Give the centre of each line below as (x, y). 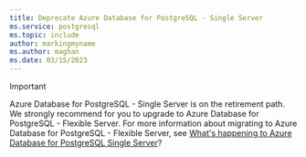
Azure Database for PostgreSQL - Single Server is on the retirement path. (148, 104)
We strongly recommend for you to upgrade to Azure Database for (134, 114)
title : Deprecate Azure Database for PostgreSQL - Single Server (136, 18)
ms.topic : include (44, 35)
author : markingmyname (53, 43)
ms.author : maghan (44, 52)
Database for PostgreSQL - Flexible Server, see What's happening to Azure (151, 133)
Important (28, 86)
